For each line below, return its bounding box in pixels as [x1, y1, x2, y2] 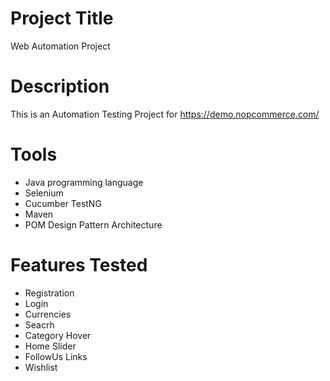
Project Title [10, 7, 114, 30]
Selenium [24, 187, 64, 199]
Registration [24, 287, 75, 299]
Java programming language [24, 176, 144, 188]
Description [10, 75, 110, 98]
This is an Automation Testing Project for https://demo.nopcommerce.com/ [10, 108, 320, 120]
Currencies [24, 308, 72, 320]
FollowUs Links [24, 350, 88, 362]
